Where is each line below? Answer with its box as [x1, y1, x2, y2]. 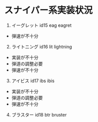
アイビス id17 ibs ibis [11, 78, 55, 84]
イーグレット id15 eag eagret [11, 22, 72, 28]
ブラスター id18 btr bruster [11, 111, 67, 117]
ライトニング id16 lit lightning [11, 43, 72, 49]
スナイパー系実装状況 [4, 5, 93, 16]
